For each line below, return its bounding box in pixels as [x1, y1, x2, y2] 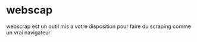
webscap [6, 3, 53, 17]
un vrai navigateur [6, 29, 51, 36]
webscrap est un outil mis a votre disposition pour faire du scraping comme [6, 23, 192, 30]
